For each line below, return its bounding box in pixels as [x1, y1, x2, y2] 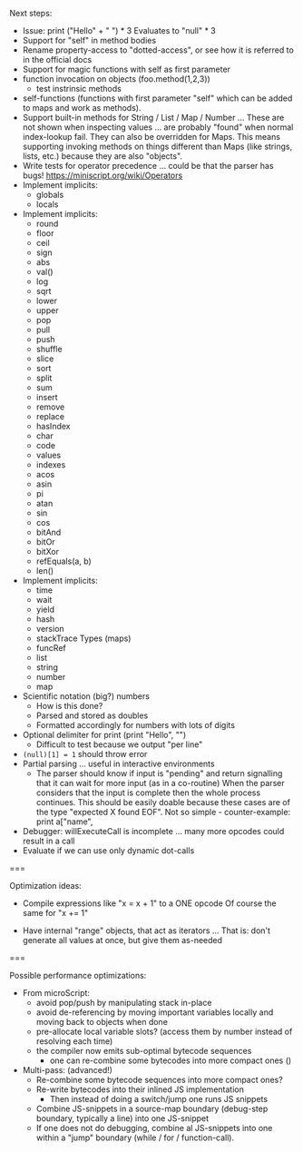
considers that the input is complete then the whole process [35, 787, 261, 798]
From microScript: [22, 988, 91, 998]
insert [35, 392, 58, 402]
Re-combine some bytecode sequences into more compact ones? [35, 1075, 283, 1085]
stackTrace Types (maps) [35, 633, 132, 644]
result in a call [22, 835, 75, 846]
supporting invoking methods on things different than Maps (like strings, [22, 141, 293, 152]
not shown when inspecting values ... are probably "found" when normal [22, 122, 294, 133]
